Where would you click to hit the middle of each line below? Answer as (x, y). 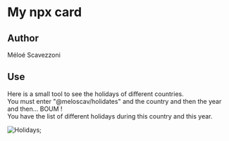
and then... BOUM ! (35, 109)
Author (23, 38)
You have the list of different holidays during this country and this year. (110, 116)
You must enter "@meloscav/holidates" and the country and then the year (114, 101)
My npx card (45, 12)
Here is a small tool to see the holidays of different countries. (96, 94)
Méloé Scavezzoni (34, 55)
